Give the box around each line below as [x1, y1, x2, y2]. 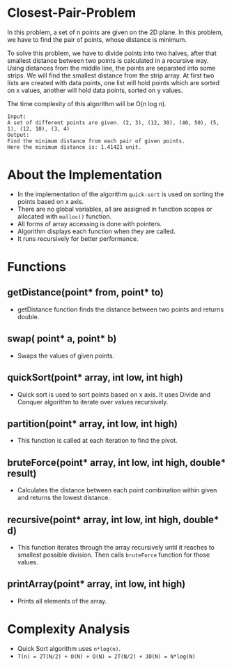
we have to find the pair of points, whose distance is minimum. [7, 35, 187, 43]
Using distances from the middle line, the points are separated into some [7, 64, 216, 72]
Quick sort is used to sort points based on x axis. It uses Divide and [17, 390, 211, 399]
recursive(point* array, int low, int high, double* [7, 513, 219, 525]
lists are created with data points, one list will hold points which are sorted [7, 78, 219, 87]
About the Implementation [7, 167, 162, 183]
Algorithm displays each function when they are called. [17, 227, 176, 235]
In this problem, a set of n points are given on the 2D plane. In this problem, [7, 28, 224, 36]
